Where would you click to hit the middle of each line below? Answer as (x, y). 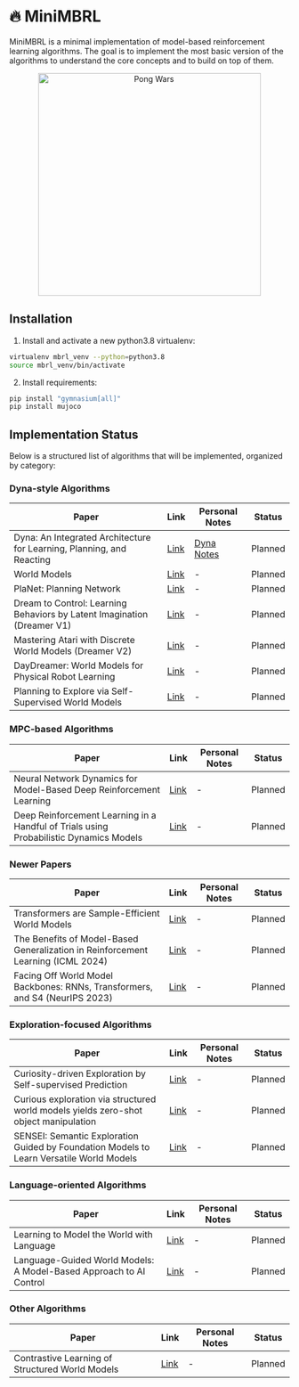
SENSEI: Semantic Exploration (77, 1136)
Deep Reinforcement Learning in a (85, 815)
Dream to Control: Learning (70, 603)
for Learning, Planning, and (70, 549)
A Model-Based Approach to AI (80, 1271)
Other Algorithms (48, 1309)
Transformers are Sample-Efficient (87, 913)
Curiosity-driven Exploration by (80, 1073)
